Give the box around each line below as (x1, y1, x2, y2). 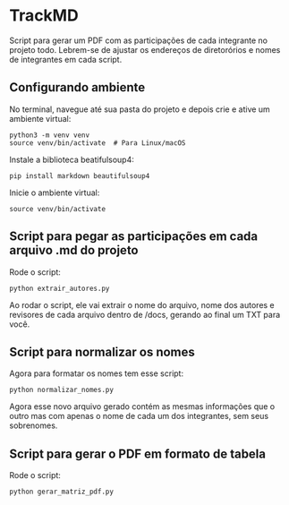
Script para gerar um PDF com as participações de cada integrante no (9, 35, 268, 46)
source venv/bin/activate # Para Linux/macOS (9, 138, 186, 148)
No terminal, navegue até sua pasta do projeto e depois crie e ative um (9, 104, 270, 115)
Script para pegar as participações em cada (9, 229, 259, 244)
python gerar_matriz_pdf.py (9, 487, 115, 497)
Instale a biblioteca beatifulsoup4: (9, 154, 134, 165)
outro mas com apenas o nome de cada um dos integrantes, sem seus (9, 411, 269, 422)
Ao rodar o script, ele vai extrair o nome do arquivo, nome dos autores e (9, 299, 275, 310)
